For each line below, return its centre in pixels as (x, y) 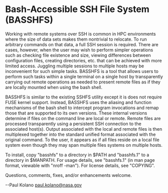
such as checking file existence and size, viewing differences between (78, 55)
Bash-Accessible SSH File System (77, 9)
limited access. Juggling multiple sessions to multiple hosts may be (75, 66)
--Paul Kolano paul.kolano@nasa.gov (43, 185)
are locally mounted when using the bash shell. (54, 87)
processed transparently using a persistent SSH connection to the (73, 124)
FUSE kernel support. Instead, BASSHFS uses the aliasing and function (78, 102)
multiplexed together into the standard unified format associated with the (80, 134)
